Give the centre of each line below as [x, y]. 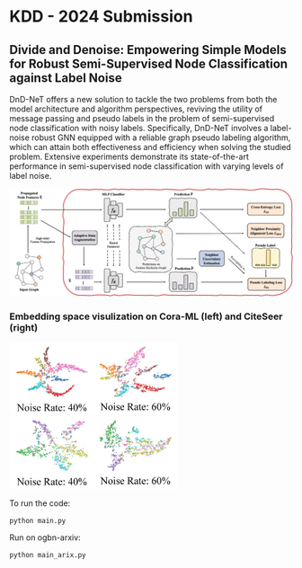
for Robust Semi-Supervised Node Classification [149, 63]
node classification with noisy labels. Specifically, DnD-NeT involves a [139, 128]
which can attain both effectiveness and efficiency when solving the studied [151, 147]
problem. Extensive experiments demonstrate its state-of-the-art [129, 156]
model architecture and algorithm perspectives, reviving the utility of [136, 109]
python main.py [38, 520]
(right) [24, 328]
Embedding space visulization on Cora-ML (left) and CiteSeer [146, 316]
